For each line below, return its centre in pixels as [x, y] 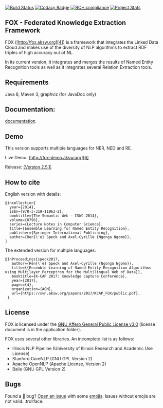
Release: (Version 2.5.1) [28, 167]
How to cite [23, 182]
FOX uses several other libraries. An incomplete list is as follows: [70, 339]
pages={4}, [23, 285]
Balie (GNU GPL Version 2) [39, 369]
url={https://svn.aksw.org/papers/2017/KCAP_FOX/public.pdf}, [76, 294]
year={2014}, [23, 207]
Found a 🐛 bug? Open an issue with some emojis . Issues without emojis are [80, 396]
